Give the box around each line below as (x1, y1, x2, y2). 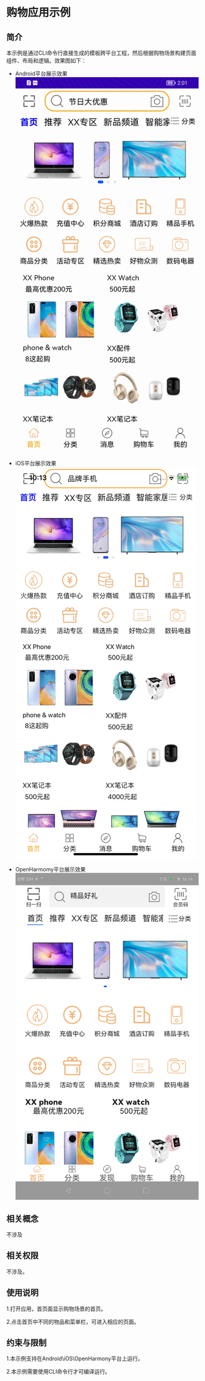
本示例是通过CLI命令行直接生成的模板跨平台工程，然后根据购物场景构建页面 (6, 50, 196, 56)
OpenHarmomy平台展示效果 (15, 866, 86, 873)
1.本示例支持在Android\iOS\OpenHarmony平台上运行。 (6, 1355, 143, 1363)
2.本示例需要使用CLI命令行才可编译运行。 (6, 1368, 111, 1375)
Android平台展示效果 (15, 70, 68, 77)
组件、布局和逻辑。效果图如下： (6, 57, 87, 64)
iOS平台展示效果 (15, 460, 57, 467)
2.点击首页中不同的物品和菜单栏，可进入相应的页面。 (6, 1318, 140, 1325)
